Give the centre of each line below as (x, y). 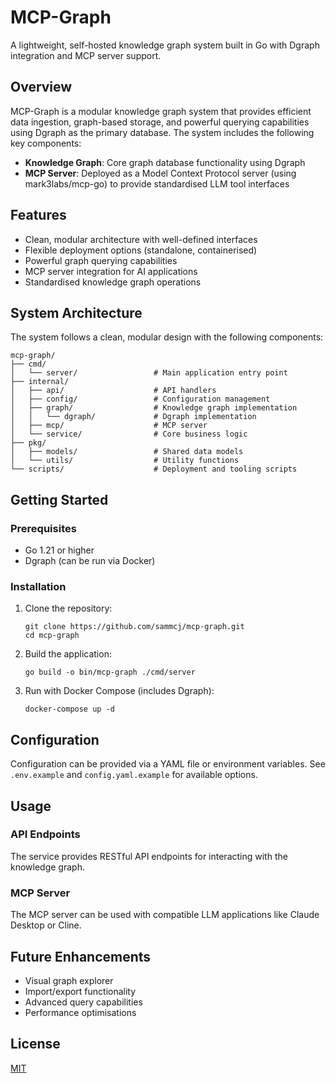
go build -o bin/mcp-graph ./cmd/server (110, 672)
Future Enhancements (81, 956)
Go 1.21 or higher (59, 550)
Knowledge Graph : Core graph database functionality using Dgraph (165, 162)
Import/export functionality (80, 991)
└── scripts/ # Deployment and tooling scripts (154, 469)
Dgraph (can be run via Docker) (90, 561)
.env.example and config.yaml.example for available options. (134, 775)
